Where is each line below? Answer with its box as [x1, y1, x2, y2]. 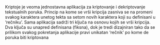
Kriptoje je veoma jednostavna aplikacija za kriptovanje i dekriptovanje [5, 4, 145, 10]
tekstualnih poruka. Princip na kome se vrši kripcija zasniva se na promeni [5, 9, 153, 15]
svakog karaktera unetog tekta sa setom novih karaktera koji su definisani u [5, 14, 156, 20]
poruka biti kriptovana [5, 34, 49, 40]
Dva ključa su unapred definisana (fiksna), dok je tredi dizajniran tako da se [5, 24, 155, 30]
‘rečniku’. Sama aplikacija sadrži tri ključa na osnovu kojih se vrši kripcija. [5, 19, 151, 25]
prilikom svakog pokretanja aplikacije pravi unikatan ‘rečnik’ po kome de [5, 30, 149, 35]
